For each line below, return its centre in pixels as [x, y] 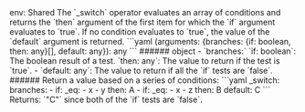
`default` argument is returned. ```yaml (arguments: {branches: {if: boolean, [150, 41]
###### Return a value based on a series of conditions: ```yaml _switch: [145, 80]
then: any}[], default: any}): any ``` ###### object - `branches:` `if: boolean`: [153, 51]
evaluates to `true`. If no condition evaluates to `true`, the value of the [140, 32]
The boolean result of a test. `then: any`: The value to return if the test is [145, 61]
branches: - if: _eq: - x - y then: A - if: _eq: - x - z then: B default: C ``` [140, 90]
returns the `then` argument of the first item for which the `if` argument [142, 22]
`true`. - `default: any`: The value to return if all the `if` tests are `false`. [142, 71]
